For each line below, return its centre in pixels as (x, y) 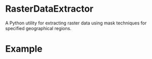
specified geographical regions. (39, 28)
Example (24, 49)
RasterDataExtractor (49, 9)
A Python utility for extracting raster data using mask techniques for (76, 23)
